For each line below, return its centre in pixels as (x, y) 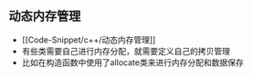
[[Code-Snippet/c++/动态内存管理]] (89, 40)
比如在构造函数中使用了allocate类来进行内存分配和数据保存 (132, 62)
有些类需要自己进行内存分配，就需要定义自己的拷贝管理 (126, 51)
